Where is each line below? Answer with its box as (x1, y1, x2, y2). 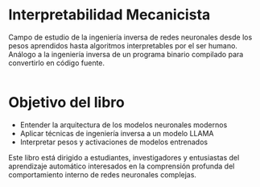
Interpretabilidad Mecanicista (8, 6, 211, 24)
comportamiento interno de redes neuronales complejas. (8, 169, 197, 179)
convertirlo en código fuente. (8, 58, 105, 68)
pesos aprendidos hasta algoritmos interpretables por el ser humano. (8, 40, 237, 50)
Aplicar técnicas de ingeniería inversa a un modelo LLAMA (19, 128, 214, 138)
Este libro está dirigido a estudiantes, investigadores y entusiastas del (8, 152, 240, 162)
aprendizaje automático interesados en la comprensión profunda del (8, 161, 235, 171)
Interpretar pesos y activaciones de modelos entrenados (19, 137, 208, 147)
